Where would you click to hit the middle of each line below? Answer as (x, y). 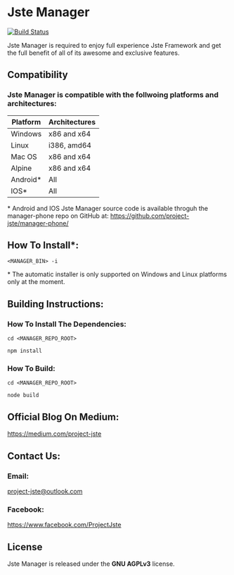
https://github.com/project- (150, 216)
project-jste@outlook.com (45, 491)
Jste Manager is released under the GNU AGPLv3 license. (91, 564)
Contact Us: (34, 456)
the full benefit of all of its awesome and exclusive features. (93, 53)
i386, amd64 (70, 145)
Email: (18, 476)
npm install (25, 351)
